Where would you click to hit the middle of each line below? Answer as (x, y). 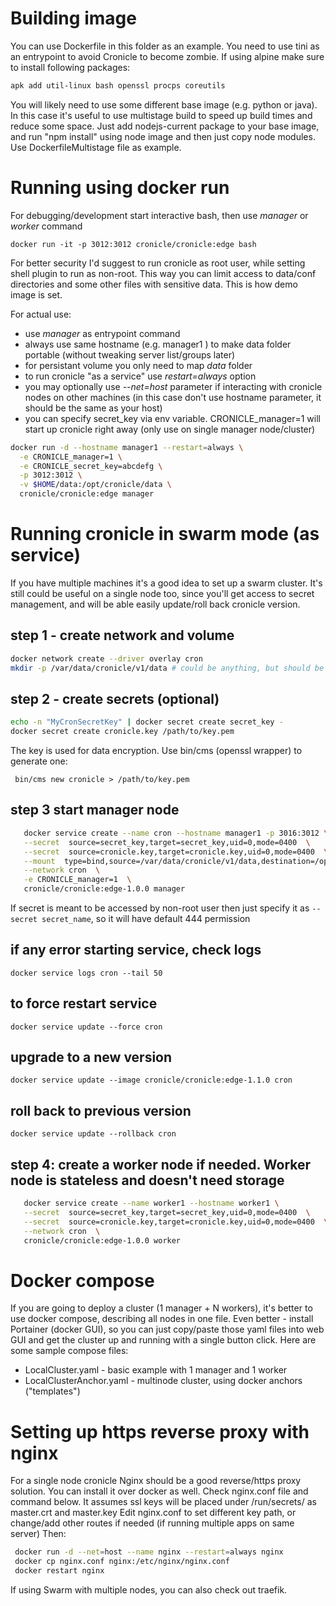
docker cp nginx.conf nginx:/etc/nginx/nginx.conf (122, 1562)
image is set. (36, 294)
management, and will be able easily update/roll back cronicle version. (155, 604)
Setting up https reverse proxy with (160, 1431)
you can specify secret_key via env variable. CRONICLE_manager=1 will (172, 418)
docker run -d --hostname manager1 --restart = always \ (127, 447)
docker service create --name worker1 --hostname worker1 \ (151, 1203)
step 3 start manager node (95, 810)
